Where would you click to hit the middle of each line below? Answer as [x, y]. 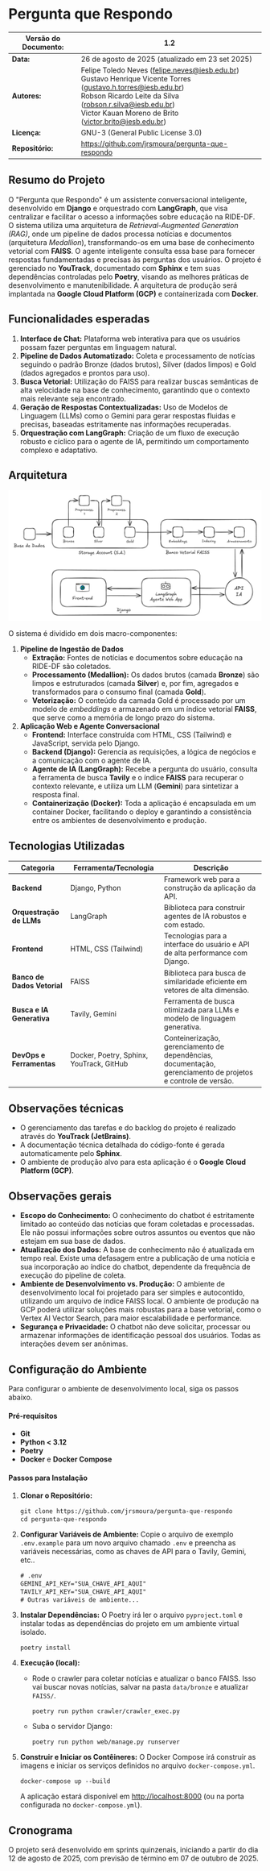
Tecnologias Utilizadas [67, 846]
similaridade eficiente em [205, 981]
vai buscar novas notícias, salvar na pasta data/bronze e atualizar [140, 1687]
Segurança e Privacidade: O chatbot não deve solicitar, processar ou [135, 1327]
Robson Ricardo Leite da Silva [130, 96]
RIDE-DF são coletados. [72, 667]
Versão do [43, 39]
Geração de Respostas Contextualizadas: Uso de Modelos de [124, 407]
